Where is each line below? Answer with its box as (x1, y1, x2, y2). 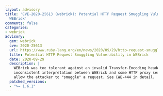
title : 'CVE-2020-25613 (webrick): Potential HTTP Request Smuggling (5, 12, 149, 16)
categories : (5, 25, 29, 30)
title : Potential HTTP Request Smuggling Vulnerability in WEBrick (9, 52, 149, 57)
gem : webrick (9, 39, 36, 44)
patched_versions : (9, 79, 47, 84)
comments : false (5, 20, 38, 26)
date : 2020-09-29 (9, 57, 45, 62)
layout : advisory (5, 7, 40, 12)
